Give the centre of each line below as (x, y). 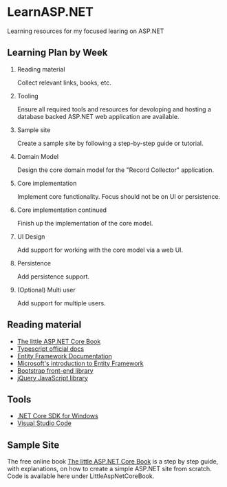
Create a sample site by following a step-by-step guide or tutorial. (110, 143)
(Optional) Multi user (46, 290)
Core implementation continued (62, 210)
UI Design (31, 236)
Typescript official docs (51, 349)
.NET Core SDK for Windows (57, 416)
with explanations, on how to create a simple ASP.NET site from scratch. (109, 469)
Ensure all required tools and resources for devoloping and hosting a (114, 109)
